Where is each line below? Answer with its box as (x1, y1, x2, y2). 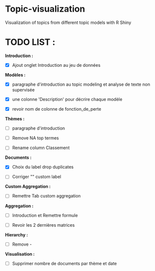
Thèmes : (5, 116, 25, 122)
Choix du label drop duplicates (12, 164, 74, 170)
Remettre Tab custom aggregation (12, 193, 81, 199)
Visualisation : (5, 251, 35, 257)
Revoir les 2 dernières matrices (12, 222, 75, 228)
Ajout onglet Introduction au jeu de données (12, 62, 101, 68)
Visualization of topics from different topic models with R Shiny (5, 19, 132, 25)
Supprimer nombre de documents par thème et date (12, 260, 117, 266)
